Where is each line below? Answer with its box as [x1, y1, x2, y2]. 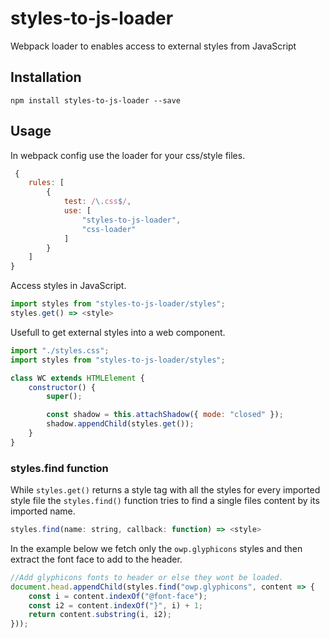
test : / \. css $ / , [63, 197, 132, 207]
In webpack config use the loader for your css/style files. [10, 149, 246, 161]
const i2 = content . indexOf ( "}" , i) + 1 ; [28, 600, 203, 611]
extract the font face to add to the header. [10, 553, 183, 565]
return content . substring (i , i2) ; [28, 610, 172, 620]
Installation [10, 69, 82, 86]
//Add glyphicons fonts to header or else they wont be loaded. [10, 572, 284, 582]
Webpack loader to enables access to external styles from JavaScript [10, 40, 297, 52]
